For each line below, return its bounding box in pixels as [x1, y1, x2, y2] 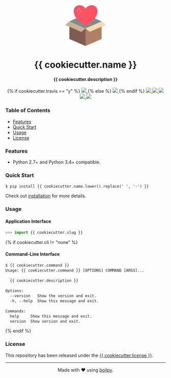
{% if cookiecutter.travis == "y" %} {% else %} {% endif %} [7, 88, 145, 94]
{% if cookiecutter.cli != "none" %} [5, 239, 78, 246]
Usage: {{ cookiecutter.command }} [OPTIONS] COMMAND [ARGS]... [5, 268, 145, 273]
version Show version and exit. [10, 319, 81, 324]
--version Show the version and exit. [10, 293, 97, 299]
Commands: [5, 309, 26, 314]
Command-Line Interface [5, 251, 60, 257]
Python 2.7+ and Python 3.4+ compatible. [12, 159, 101, 165]
